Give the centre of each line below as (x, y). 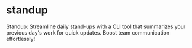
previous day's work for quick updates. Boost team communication (88, 32)
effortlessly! (21, 39)
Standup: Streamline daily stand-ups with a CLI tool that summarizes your (96, 26)
